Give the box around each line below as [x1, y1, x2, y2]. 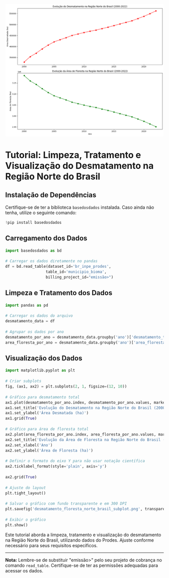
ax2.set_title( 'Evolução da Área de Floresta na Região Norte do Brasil [5, 437, 161, 442]
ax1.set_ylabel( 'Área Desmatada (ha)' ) [5, 411, 89, 416]
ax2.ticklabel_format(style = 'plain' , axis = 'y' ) [5, 464, 107, 469]
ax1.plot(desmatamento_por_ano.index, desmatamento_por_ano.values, [5, 400, 152, 405]
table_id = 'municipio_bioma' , [45, 269, 107, 274]
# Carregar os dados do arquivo [5, 313, 73, 318]
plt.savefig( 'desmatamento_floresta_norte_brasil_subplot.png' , [5, 507, 143, 512]
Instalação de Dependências [5, 191, 97, 200]
